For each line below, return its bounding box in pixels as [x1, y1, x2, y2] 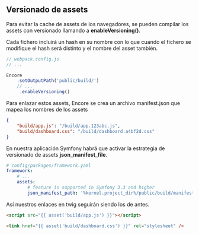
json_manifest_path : [27, 190, 78, 196]
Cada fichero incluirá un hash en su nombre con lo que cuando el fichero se [6, 38, 191, 45]
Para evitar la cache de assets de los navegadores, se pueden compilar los [6, 20, 189, 27]
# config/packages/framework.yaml [6, 163, 92, 169]
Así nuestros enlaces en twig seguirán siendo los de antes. [6, 201, 150, 208]
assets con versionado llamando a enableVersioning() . [6, 27, 140, 34]
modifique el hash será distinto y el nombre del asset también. [6, 45, 158, 52]
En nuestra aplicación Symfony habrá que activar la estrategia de [6, 145, 165, 152]
